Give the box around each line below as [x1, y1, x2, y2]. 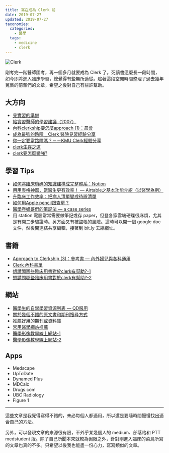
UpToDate [12, 370, 34, 376]
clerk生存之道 [12, 144, 41, 150]
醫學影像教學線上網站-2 [12, 336, 62, 342]
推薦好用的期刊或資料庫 [12, 318, 61, 324]
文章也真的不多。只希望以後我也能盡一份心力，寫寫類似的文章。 [9, 442, 142, 448]
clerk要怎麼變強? [12, 150, 48, 157]
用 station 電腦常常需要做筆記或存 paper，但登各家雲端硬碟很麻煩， [12, 213, 153, 219]
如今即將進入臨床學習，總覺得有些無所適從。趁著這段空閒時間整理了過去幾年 [5, 75, 164, 81]
